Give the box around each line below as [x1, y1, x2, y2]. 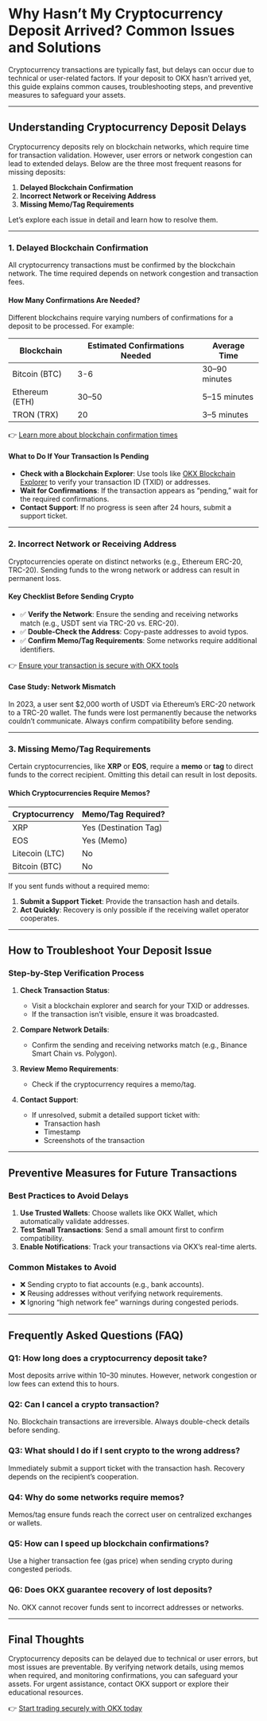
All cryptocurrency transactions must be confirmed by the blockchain [8, 260, 236, 270]
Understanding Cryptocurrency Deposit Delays [8, 121, 247, 134]
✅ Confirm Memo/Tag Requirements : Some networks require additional [19, 635, 257, 645]
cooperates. [19, 913, 60, 923]
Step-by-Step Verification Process [8, 967, 145, 979]
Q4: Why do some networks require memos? [8, 1491, 184, 1502]
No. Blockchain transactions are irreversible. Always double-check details [8, 1417, 250, 1427]
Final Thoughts [8, 1633, 85, 1646]
